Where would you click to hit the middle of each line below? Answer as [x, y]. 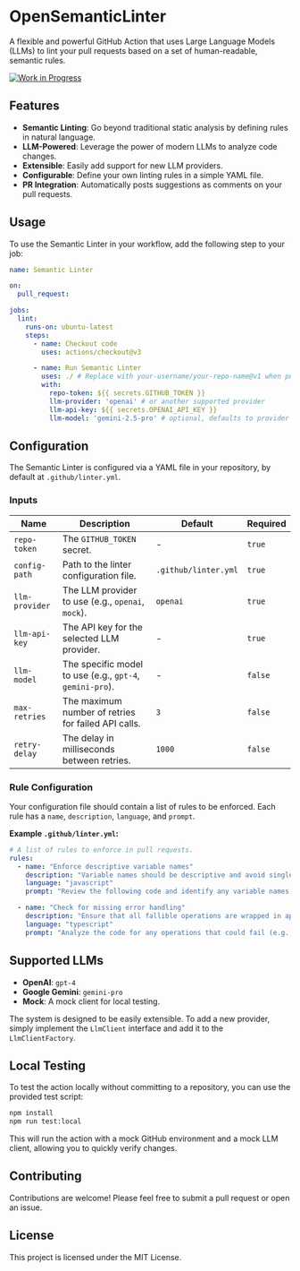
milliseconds [89, 749]
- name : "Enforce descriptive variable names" [105, 866]
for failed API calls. [101, 723]
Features [34, 106]
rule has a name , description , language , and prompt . [102, 816]
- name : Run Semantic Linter [87, 368]
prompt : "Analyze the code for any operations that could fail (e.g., [159, 932]
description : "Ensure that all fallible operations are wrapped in [153, 916]
